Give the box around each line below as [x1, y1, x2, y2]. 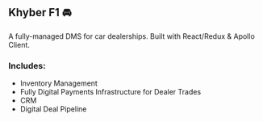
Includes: [8, 60, 46, 71]
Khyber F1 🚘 [8, 6, 72, 19]
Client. [8, 40, 31, 49]
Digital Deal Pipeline [19, 104, 87, 114]
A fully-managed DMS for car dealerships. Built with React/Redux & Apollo [8, 31, 256, 41]
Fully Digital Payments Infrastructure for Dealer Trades [19, 87, 202, 97]
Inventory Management [19, 78, 98, 88]
